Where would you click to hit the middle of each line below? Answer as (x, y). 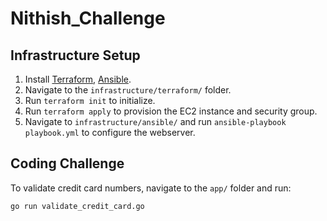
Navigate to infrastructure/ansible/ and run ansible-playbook (155, 121)
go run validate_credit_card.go (77, 206)
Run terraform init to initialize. (90, 100)
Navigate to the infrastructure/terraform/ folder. (128, 90)
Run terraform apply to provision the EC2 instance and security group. (171, 111)
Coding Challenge (67, 163)
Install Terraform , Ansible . (78, 79)
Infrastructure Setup (75, 55)
